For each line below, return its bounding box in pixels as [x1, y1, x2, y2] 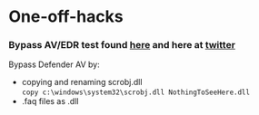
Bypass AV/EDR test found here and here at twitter [8, 39, 235, 52]
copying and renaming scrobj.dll [21, 77, 143, 88]
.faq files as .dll [21, 96, 79, 107]
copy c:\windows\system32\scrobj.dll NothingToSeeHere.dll [21, 88, 251, 97]
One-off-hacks [8, 6, 124, 27]
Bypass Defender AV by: [8, 59, 101, 70]
